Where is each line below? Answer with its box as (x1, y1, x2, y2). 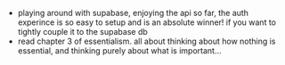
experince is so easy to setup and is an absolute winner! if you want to (17, 17, 276, 28)
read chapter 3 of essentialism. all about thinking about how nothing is (17, 36, 276, 46)
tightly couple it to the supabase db (17, 27, 149, 37)
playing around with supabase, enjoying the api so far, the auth (17, 8, 249, 18)
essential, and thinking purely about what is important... (17, 45, 222, 56)
